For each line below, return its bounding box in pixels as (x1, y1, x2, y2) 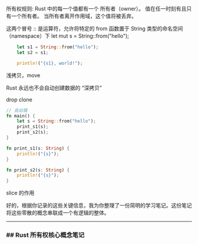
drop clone (6, 96, 32, 103)
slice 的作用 (6, 189, 35, 196)
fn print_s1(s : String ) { (6, 145, 70, 151)
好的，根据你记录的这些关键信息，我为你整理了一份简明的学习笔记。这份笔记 (6, 202, 192, 209)
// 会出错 (6, 107, 28, 113)
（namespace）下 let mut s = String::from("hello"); (6, 32, 130, 39)
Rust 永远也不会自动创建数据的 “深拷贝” (6, 84, 102, 91)
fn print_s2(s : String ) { (6, 167, 70, 173)
